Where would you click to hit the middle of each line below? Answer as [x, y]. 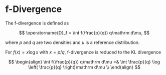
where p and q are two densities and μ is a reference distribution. [72, 42]
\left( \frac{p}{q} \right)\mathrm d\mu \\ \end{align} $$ [84, 67]
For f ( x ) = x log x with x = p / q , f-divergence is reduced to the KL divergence [83, 52]
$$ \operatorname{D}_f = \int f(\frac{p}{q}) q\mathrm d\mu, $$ [84, 32]
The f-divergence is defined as [37, 23]
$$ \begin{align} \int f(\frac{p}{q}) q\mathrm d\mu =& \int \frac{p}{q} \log [84, 61]
